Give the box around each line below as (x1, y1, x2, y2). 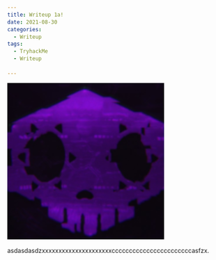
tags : (7, 40, 23, 48)
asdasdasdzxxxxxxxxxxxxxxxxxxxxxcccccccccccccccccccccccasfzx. (7, 246, 210, 254)
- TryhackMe (13, 48, 49, 55)
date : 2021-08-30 (7, 18, 58, 26)
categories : (7, 26, 42, 33)
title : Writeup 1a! (7, 11, 64, 18)
